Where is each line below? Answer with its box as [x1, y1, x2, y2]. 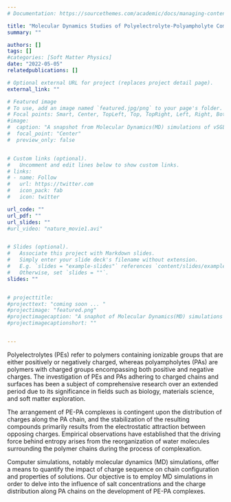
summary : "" [7, 29, 41, 36]
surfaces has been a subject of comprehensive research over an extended [7, 379, 219, 388]
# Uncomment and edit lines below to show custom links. [7, 161, 180, 169]
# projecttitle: [7, 294, 54, 301]
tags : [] [7, 48, 32, 55]
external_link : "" [7, 85, 60, 93]
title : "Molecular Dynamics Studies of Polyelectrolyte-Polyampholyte [7, 22, 214, 30]
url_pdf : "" [7, 212, 41, 219]
